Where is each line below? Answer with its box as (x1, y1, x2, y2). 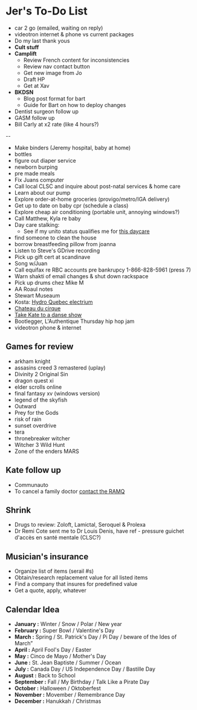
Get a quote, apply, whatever (14, 587, 87, 594)
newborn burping (14, 163, 58, 171)
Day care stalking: (14, 221, 60, 228)
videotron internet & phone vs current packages (14, 30, 134, 37)
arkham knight (14, 357, 51, 365)
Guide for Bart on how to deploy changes (23, 101, 126, 108)
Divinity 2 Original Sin (14, 370, 68, 377)
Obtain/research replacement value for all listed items (14, 574, 149, 581)
